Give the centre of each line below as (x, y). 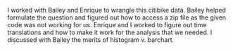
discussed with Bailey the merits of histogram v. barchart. (91, 40)
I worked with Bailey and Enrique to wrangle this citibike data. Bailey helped (117, 10)
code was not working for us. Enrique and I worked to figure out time (107, 25)
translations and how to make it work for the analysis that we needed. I (110, 32)
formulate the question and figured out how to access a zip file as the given (117, 17)
